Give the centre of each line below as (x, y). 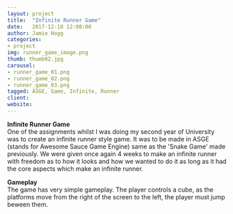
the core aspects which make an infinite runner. (75, 169)
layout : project (31, 14)
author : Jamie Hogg (35, 33)
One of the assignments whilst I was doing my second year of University (111, 131)
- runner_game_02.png (39, 78)
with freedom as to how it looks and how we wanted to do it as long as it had (117, 161)
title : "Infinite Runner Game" (54, 20)
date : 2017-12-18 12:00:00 (49, 26)
